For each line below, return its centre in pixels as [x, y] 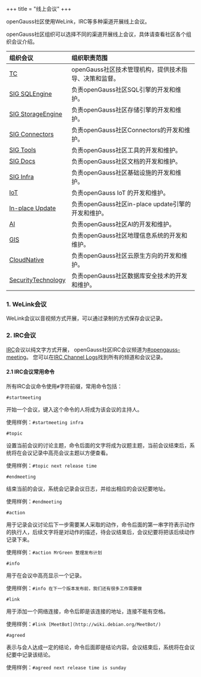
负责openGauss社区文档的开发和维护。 [127, 161]
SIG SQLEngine [31, 94]
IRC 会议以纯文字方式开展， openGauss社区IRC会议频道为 [77, 349]
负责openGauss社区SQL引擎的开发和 [123, 90]
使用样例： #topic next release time [51, 465]
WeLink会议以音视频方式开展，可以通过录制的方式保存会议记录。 [86, 318]
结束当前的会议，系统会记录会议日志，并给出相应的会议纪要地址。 [87, 489]
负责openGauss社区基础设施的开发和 [124, 173]
